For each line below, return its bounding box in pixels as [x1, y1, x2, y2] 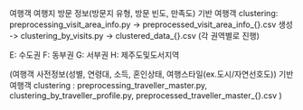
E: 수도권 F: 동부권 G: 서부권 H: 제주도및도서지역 [9, 50, 180, 60]
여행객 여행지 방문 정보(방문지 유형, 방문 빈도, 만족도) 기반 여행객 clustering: [9, 8, 279, 18]
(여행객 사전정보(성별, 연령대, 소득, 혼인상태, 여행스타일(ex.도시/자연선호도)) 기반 [9, 69, 294, 79]
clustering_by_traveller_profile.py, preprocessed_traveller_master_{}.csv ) [9, 90, 282, 101]
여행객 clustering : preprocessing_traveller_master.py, [9, 80, 208, 90]
